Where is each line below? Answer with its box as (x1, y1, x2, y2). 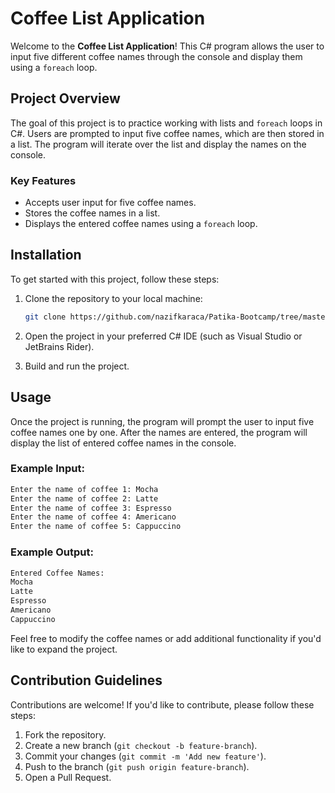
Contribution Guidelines (10, 672, 163, 689)
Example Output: (10, 545, 94, 559)
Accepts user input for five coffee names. (24, 197, 197, 209)
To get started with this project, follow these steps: (10, 273, 220, 285)
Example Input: (10, 462, 85, 476)
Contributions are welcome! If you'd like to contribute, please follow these (10, 698, 315, 711)
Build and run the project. (24, 360, 130, 372)
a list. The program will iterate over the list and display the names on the (10, 138, 307, 150)
